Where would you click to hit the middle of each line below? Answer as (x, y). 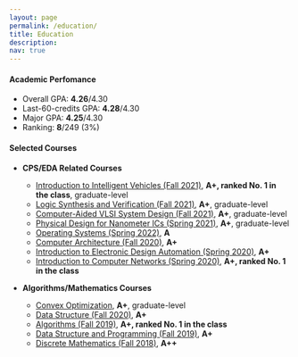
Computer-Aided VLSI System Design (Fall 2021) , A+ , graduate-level (161, 213)
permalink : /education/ (54, 26)
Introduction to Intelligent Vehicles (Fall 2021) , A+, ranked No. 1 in (156, 185)
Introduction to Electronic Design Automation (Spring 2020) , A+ (153, 252)
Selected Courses (43, 147)
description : (33, 42)
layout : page (33, 17)
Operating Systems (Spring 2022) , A (103, 232)
